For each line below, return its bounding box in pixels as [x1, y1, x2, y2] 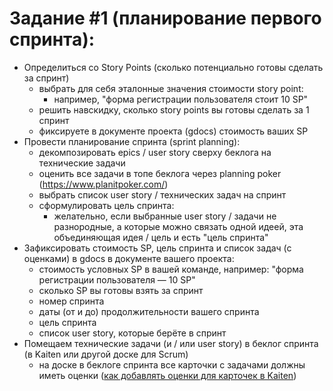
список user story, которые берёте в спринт [38, 327, 227, 339]
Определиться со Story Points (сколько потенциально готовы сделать [23, 61, 324, 73]
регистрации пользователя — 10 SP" [38, 273, 196, 286]
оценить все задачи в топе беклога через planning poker [38, 167, 282, 179]
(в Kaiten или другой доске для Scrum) [23, 348, 189, 360]
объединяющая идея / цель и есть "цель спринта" [53, 231, 269, 243]
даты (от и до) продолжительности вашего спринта [38, 305, 260, 317]
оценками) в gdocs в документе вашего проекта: [23, 252, 235, 264]
